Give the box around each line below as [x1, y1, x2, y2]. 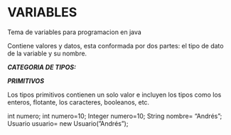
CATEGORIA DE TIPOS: [7, 63, 77, 71]
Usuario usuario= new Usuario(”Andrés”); [7, 119, 129, 128]
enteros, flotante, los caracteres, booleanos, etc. [7, 97, 150, 107]
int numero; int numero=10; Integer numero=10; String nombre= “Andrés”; [7, 112, 222, 120]
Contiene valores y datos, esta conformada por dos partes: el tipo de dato [7, 41, 224, 50]
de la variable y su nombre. [7, 49, 87, 58]
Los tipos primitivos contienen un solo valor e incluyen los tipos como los [7, 90, 222, 99]
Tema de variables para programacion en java [7, 28, 142, 36]
